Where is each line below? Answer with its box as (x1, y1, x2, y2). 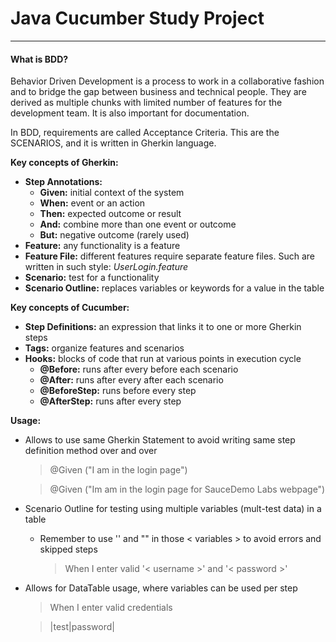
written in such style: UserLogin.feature (24, 261, 189, 273)
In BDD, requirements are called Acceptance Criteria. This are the (10, 127, 280, 139)
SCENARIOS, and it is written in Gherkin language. (10, 137, 217, 149)
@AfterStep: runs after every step (39, 395, 182, 407)
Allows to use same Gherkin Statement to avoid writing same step (24, 434, 296, 446)
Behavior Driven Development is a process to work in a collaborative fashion (10, 75, 325, 87)
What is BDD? (10, 53, 69, 65)
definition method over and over (24, 445, 158, 457)
